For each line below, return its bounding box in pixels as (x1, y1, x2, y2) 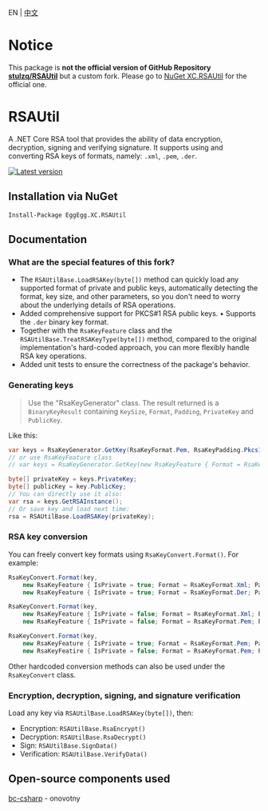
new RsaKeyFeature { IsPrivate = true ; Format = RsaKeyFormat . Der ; (22, 588, 251, 597)
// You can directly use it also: (8, 490, 124, 498)
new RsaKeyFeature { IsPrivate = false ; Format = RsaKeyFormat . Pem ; (22, 617, 255, 626)
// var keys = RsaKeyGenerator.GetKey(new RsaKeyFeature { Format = (8, 461, 241, 469)
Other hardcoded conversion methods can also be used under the (8, 661, 226, 671)
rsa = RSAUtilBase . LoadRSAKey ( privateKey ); (8, 512, 156, 521)
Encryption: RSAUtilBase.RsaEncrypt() (19, 724, 146, 733)
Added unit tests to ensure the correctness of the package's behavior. (19, 360, 250, 370)
